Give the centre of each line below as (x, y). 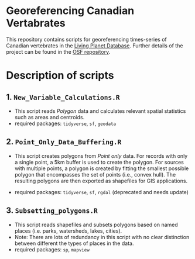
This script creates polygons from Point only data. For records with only (101, 156)
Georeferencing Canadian (70, 11)
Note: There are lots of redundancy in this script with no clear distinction (102, 237)
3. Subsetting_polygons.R (52, 211)
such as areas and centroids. (49, 117)
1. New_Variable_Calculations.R (63, 97)
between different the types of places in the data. (74, 243)
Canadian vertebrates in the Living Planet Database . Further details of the (95, 46)
